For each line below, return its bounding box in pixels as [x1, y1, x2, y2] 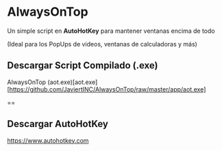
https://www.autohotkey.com [7, 136, 89, 144]
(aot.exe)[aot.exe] [47, 78, 98, 86]
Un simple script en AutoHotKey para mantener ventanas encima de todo [7, 27, 215, 35]
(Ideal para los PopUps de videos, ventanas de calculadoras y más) [7, 40, 197, 48]
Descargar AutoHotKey [7, 118, 108, 130]
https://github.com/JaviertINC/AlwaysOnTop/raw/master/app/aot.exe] [9, 85, 206, 93]
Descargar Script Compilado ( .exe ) [7, 59, 158, 72]
